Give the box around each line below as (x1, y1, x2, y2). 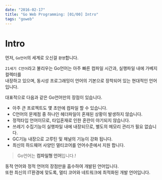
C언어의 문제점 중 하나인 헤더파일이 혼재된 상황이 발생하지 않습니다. (12, 111, 143, 117)
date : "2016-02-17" (5, 7, 46, 12)
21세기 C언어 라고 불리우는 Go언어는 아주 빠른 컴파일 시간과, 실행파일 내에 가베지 (5, 65, 158, 71)
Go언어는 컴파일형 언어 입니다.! (17, 153, 76, 159)
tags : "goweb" (5, 16, 35, 21)
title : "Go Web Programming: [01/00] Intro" (5, 12, 99, 17)
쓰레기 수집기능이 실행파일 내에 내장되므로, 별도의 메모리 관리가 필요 (12, 123, 144, 129)
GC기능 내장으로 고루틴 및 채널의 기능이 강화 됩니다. (12, 136, 113, 142)
